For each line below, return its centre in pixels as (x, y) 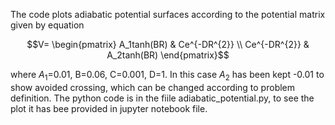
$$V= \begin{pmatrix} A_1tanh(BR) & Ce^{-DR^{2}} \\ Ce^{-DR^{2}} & (168, 44)
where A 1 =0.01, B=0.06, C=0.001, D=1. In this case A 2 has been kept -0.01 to (167, 76)
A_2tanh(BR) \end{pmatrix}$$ (168, 55)
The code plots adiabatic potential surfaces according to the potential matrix (168, 14)
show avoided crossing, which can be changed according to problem (153, 87)
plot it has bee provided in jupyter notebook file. (109, 108)
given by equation (47, 25)
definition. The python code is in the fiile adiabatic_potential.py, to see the (162, 98)
